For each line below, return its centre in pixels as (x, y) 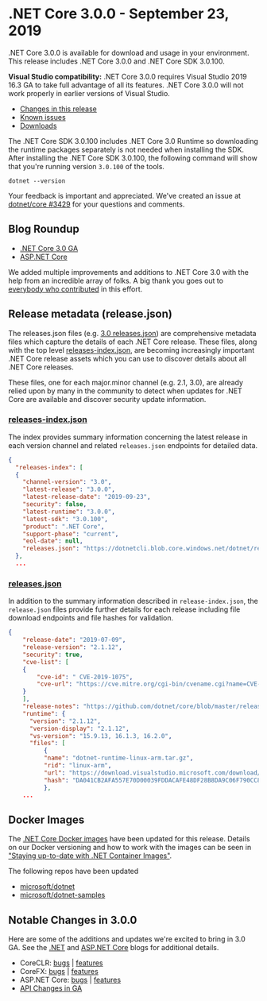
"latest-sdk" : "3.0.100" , (66, 519)
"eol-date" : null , (53, 541)
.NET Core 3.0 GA (49, 248)
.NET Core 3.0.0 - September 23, (118, 14)
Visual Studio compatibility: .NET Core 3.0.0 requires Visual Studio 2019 (128, 76)
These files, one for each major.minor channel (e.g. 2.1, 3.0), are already (126, 382)
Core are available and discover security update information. (107, 399)
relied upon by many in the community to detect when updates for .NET (125, 391)
